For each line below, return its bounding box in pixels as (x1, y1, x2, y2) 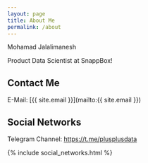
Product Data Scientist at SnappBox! (7, 56, 113, 65)
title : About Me (7, 17, 55, 24)
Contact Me (7, 77, 60, 89)
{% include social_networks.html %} (7, 149, 113, 157)
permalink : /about (7, 23, 61, 30)
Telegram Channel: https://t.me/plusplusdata (7, 135, 137, 143)
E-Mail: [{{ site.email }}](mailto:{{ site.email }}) (7, 96, 141, 104)
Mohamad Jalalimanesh (7, 43, 76, 52)
